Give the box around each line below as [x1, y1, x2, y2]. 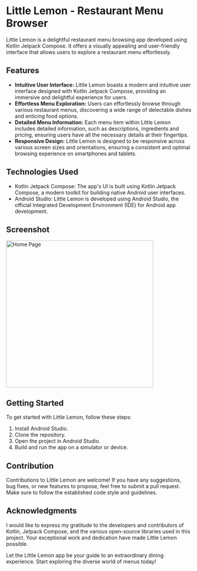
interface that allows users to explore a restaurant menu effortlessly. [6, 48, 172, 55]
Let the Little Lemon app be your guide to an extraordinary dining [6, 552, 164, 559]
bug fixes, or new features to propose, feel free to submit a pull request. [6, 483, 181, 489]
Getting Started [6, 398, 64, 408]
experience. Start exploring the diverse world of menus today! [6, 557, 156, 565]
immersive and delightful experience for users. [14, 94, 128, 101]
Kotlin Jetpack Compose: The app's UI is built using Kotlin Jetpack [14, 182, 176, 189]
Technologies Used [6, 167, 78, 177]
